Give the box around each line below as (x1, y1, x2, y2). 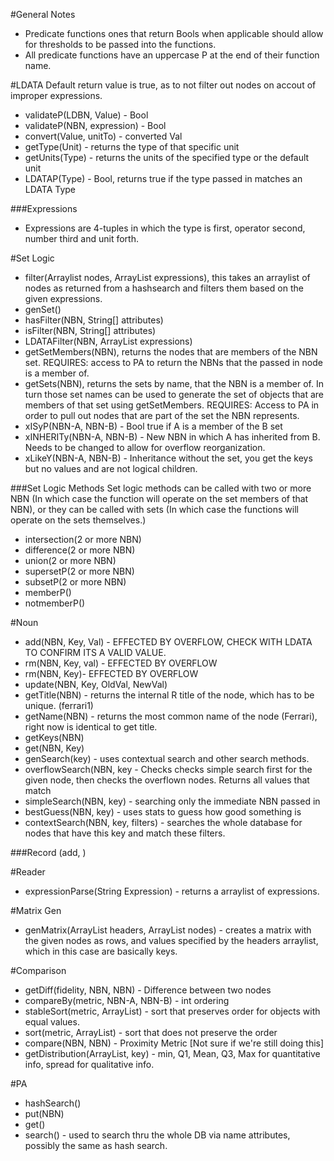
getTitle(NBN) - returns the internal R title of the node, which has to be (24, 689, 315, 701)
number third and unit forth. (24, 233, 139, 244)
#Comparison (10, 965, 67, 976)
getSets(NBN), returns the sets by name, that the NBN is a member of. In (24, 378, 324, 389)
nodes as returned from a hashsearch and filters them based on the (24, 282, 304, 294)
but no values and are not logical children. (24, 463, 198, 474)
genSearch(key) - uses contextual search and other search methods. (24, 753, 310, 764)
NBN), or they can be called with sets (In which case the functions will (10, 504, 299, 515)
